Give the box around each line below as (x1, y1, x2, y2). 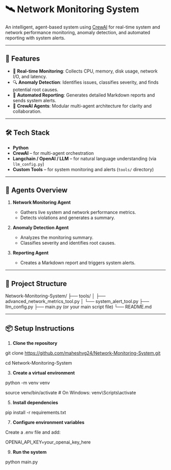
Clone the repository (12, 340, 58, 346)
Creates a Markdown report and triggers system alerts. (20, 260, 136, 266)
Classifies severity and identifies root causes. (20, 240, 116, 246)
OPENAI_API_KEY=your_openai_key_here (5, 439, 91, 445)
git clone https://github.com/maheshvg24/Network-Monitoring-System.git (5, 350, 161, 356)
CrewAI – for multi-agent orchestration (12, 150, 94, 156)
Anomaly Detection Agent (12, 225, 69, 231)
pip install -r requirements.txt (5, 409, 66, 415)
